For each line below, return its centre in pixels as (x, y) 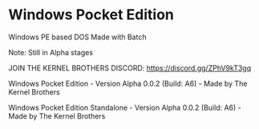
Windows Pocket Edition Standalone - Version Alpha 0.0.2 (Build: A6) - (125, 107)
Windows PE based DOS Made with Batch (77, 37)
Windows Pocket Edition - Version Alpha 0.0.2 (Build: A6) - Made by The (128, 83)
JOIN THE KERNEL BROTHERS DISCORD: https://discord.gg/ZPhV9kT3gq (130, 68)
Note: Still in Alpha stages (51, 52)
